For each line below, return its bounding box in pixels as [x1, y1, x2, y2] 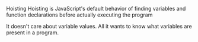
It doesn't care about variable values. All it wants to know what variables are [6, 23, 192, 30]
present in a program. [6, 29, 59, 36]
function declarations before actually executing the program [6, 11, 153, 18]
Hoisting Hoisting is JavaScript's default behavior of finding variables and [6, 5, 186, 12]
